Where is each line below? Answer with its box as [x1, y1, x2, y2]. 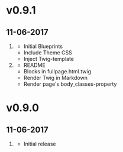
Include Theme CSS [23, 49, 72, 56]
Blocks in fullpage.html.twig [23, 68, 92, 75]
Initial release [23, 140, 56, 147]
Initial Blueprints [23, 43, 63, 50]
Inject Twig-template [23, 56, 75, 62]
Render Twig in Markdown [23, 75, 88, 81]
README [23, 62, 46, 69]
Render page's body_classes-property [23, 80, 117, 88]
